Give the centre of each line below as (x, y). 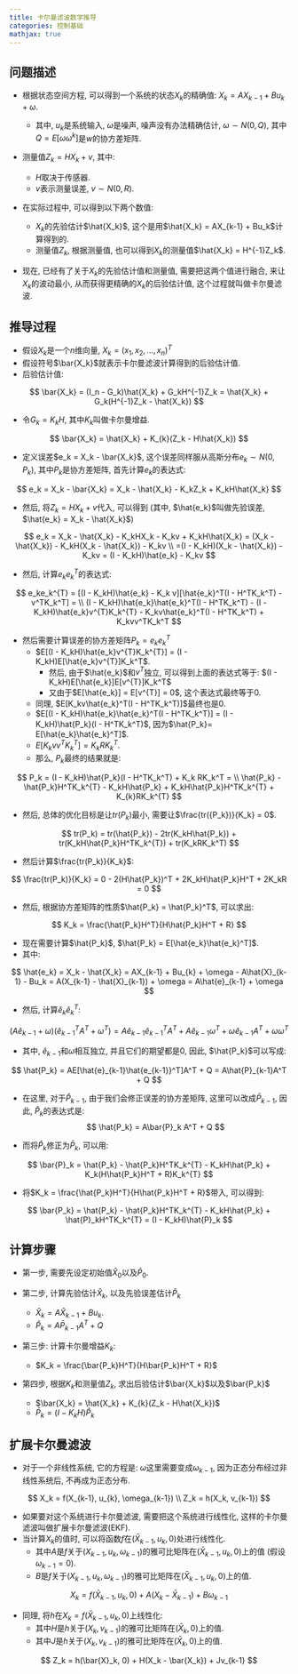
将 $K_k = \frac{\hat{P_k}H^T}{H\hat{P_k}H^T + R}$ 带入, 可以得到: (143, 1192)
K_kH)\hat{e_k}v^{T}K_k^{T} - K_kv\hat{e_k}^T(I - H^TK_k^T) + (149, 612)
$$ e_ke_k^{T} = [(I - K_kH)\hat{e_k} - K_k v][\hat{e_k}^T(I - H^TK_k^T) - (149, 593)
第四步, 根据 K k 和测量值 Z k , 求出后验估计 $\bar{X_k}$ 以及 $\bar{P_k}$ (146, 1385)
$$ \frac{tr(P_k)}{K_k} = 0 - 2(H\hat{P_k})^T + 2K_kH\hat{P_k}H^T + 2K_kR (149, 879)
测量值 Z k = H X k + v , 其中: (68, 158)
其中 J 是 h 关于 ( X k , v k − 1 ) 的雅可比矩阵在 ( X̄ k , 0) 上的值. (129, 1642)
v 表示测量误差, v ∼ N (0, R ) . (85, 188)
